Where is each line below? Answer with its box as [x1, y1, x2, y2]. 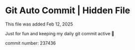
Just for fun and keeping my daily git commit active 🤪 [5, 30, 115, 36]
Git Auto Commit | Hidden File [5, 5, 131, 16]
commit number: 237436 [5, 40, 56, 46]
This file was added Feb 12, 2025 [5, 21, 73, 27]
